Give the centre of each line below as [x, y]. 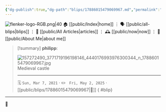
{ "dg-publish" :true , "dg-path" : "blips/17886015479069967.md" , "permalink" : [83, 10]
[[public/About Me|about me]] [36, 38]
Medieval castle [33, 68]
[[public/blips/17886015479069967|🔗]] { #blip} [65, 90]
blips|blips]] [17, 31]
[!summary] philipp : [38, 48]
